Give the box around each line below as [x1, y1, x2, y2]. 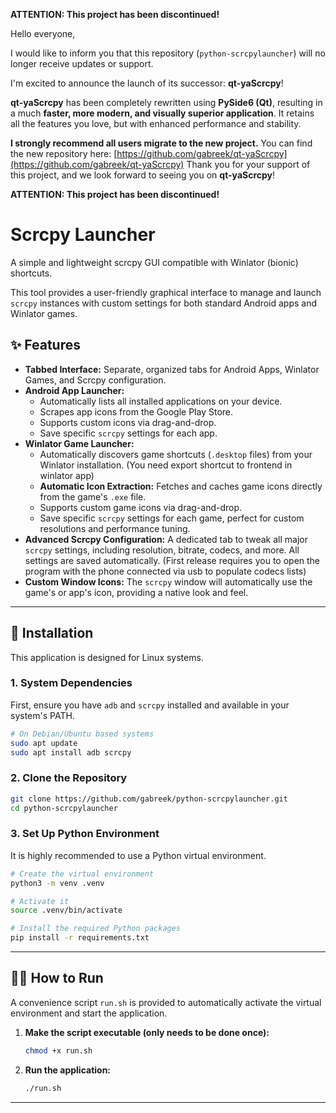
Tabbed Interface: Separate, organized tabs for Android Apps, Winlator [24, 363, 320, 375]
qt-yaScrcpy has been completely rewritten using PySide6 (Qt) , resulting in [10, 97, 323, 108]
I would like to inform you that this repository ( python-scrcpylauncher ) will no [10, 47, 326, 59]
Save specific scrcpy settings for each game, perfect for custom [39, 512, 305, 524]
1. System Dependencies [10, 676, 133, 690]
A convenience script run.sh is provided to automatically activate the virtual [10, 996, 322, 1008]
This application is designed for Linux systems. [10, 651, 204, 663]
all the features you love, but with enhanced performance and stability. [10, 118, 302, 129]
